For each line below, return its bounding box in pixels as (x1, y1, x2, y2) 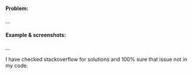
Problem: (5, 5, 29, 12)
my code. (5, 62, 29, 69)
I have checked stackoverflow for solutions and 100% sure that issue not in (5, 56, 188, 63)
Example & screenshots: (5, 31, 66, 38)
